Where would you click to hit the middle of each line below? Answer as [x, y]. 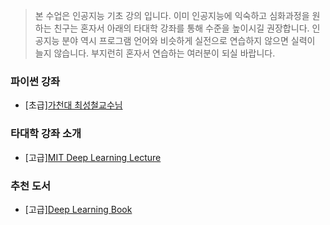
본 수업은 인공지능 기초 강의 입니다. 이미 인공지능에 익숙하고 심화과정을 [172, 15]
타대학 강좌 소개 [46, 134]
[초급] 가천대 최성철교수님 [73, 105]
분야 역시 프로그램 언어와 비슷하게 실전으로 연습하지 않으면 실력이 [188, 40]
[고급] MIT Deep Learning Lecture [93, 157]
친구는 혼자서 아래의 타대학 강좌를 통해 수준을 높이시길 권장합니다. [181, 28]
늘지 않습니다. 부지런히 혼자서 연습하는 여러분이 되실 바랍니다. [155, 53]
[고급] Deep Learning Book [78, 209]
